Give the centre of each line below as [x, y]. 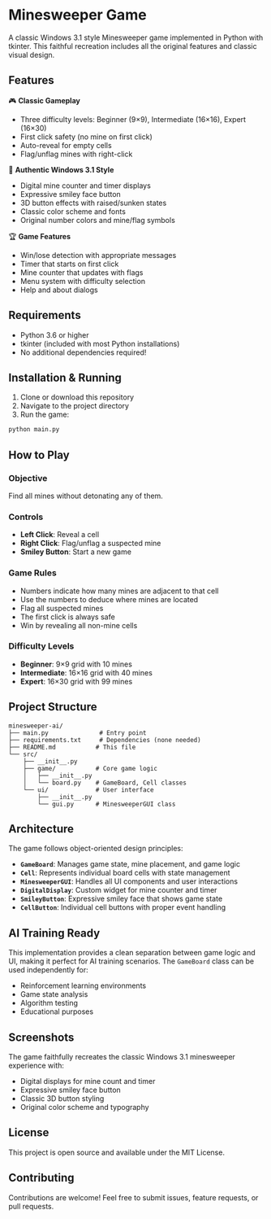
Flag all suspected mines [62, 608]
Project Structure [53, 707]
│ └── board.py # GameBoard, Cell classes [105, 783]
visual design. [32, 55]
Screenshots [41, 1037]
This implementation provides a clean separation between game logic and [132, 953]
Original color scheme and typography [84, 1108]
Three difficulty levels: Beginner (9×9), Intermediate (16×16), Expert [133, 119]
